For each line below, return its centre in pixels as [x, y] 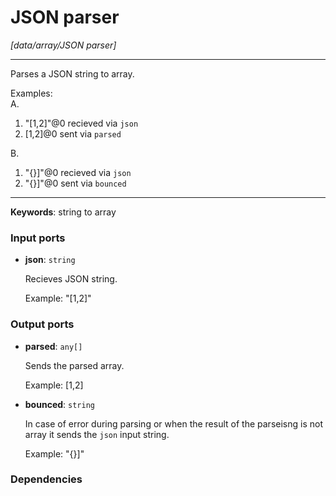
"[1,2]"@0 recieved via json [81, 123]
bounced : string [59, 404]
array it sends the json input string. [97, 434]
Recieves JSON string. [71, 279]
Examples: [31, 93]
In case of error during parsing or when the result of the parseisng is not [173, 423]
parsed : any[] [53, 346]
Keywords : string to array [63, 212]
